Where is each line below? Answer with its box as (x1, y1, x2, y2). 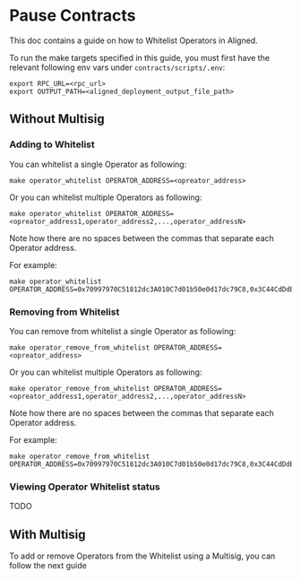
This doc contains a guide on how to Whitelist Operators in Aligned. (9, 35, 258, 46)
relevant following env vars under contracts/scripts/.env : (9, 62, 226, 73)
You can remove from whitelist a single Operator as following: (9, 325, 236, 336)
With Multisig (9, 526, 87, 542)
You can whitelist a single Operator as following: (9, 159, 187, 169)
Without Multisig (9, 111, 105, 126)
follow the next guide (9, 560, 87, 571)
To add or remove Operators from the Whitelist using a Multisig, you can (9, 550, 276, 561)
